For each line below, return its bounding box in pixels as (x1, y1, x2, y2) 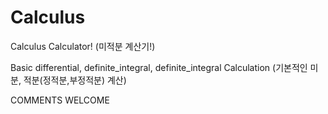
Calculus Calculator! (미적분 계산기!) (10, 40, 156, 52)
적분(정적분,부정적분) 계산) (23, 74, 127, 86)
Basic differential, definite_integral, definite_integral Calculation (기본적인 (10, 61, 308, 73)
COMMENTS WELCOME (10, 94, 110, 106)
